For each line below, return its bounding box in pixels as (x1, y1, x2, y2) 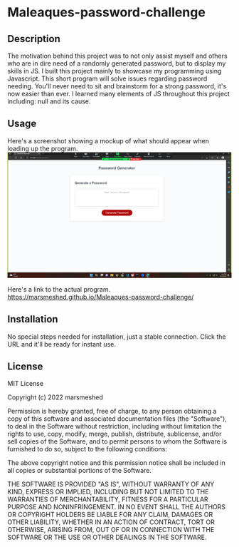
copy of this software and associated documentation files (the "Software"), (7, 414, 228, 423)
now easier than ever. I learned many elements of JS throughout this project (7, 90, 230, 98)
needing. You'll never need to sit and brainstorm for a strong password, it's (7, 82, 227, 90)
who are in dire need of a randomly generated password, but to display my (7, 59, 226, 68)
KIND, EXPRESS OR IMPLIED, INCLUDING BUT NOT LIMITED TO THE (7, 488, 209, 496)
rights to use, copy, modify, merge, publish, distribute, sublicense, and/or (7, 429, 222, 439)
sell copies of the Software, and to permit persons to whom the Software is (7, 437, 228, 446)
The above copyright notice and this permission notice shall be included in (7, 459, 225, 467)
